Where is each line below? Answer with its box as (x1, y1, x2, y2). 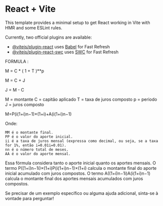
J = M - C (5, 87, 24, 92)
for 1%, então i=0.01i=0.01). (5, 143, 67, 148)
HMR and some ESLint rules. (5, 24, 62, 30)
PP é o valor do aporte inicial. (5, 134, 73, 139)
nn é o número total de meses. (5, 147, 69, 152)
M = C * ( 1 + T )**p (5, 68, 44, 74)
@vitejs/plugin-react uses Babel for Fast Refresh (12, 44, 110, 49)
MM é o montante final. (5, 130, 54, 135)
